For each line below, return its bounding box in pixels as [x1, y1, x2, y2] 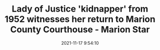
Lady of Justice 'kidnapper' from [11, 3, 149, 15]
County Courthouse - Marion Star [10, 24, 150, 35]
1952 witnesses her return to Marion [4, 14, 156, 25]
